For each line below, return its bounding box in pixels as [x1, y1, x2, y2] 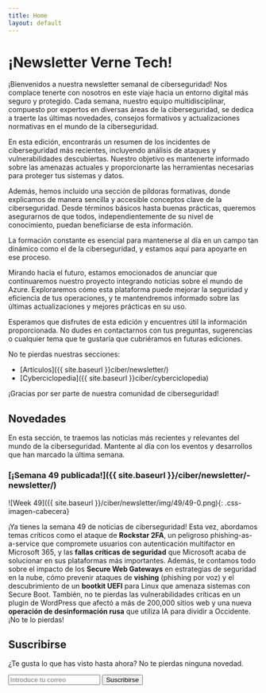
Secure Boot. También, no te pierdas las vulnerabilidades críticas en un [8, 590, 241, 599]
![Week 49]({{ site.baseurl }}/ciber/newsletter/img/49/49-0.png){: [8, 498, 224, 508]
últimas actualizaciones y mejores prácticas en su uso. [8, 302, 187, 311]
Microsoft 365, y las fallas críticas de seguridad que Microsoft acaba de [8, 547, 246, 557]
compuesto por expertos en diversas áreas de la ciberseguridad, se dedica [8, 105, 254, 115]
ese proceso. [8, 252, 52, 263]
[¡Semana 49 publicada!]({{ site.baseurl [8, 470, 166, 481]
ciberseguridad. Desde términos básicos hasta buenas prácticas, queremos [8, 204, 256, 213]
